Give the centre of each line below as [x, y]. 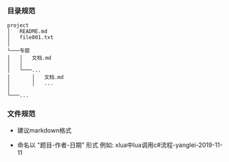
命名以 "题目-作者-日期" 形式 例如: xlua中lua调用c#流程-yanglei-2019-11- [120, 145]
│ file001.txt [30, 38]
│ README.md [28, 32]
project [18, 25]
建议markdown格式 [44, 130]
